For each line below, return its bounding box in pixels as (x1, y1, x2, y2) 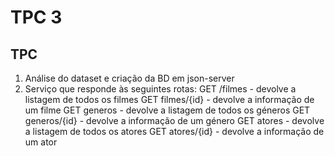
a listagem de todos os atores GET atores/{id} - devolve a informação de (24, 126, 325, 137)
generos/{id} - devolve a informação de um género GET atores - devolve (24, 115, 325, 126)
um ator (24, 136, 58, 148)
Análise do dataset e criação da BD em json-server (24, 72, 235, 84)
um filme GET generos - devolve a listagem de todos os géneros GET (24, 104, 311, 116)
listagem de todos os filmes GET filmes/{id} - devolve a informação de (24, 94, 315, 105)
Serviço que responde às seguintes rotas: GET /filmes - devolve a (24, 83, 297, 95)
